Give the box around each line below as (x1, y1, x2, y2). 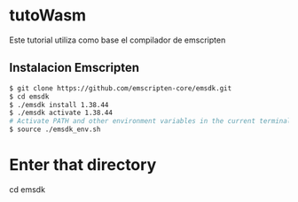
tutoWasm (9, 5, 87, 26)
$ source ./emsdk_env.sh (9, 125, 101, 134)
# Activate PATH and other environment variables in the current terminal (9, 117, 292, 126)
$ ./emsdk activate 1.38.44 (9, 108, 114, 118)
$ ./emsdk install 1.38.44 (9, 100, 109, 109)
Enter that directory (9, 155, 157, 175)
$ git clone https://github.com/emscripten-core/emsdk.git (9, 83, 232, 93)
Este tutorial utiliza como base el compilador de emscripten (9, 35, 226, 45)
